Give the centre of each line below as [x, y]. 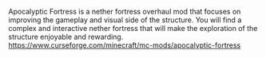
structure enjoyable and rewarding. [66, 37]
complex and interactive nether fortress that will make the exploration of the [133, 28]
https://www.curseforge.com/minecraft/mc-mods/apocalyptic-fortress [125, 45]
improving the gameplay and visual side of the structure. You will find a [125, 20]
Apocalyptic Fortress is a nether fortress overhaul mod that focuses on [125, 12]
